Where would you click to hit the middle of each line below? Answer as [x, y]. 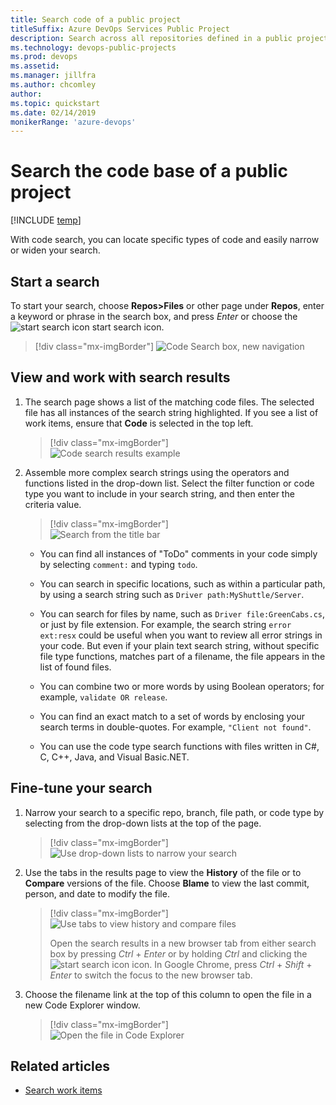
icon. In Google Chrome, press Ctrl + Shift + [222, 964]
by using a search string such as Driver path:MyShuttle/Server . [172, 594]
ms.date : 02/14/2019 [53, 112]
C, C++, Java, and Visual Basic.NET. [114, 757]
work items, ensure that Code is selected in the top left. [139, 423]
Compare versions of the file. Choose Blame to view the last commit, [167, 883]
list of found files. [75, 667]
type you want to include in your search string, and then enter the [159, 493]
